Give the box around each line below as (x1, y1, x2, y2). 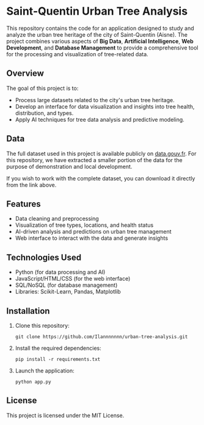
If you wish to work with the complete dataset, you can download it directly (6, 174, 195, 182)
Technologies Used (6, 252, 81, 262)
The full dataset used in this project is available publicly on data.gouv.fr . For (6, 150, 197, 157)
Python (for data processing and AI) (15, 268, 106, 276)
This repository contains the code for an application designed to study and (6, 24, 194, 32)
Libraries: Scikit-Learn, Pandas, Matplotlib (15, 288, 121, 295)
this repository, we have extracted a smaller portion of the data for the (6, 156, 183, 163)
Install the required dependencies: (15, 344, 102, 352)
